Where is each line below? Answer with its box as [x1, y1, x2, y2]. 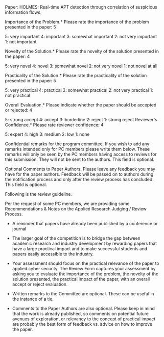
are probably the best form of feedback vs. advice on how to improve [12, 321, 153, 327]
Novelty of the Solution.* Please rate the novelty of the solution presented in [5, 49, 159, 54]
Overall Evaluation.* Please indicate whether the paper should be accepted [5, 102, 157, 107]
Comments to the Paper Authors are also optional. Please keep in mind [12, 306, 155, 311]
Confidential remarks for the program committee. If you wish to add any [5, 141, 150, 147]
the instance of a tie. [12, 296, 54, 302]
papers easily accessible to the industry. [12, 251, 94, 257]
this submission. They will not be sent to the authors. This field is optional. [5, 156, 155, 162]
